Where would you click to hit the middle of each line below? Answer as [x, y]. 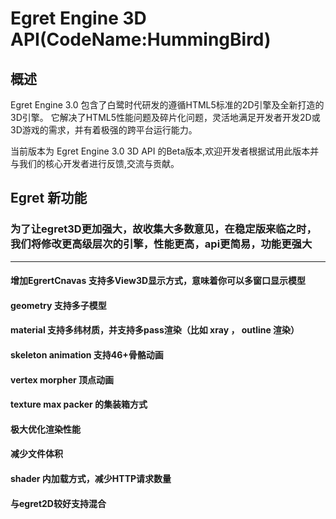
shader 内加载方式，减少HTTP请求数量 [91, 479]
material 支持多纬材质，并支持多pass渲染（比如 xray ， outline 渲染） [155, 330]
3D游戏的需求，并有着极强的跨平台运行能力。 [104, 130]
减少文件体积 [36, 454]
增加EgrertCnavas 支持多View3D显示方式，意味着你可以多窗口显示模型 [158, 281]
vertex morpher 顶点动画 [62, 379]
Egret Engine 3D [78, 18]
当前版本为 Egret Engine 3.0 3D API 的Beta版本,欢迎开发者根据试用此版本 [160, 151]
